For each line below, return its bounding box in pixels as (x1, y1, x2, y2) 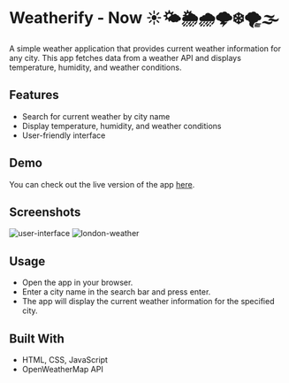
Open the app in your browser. (21, 277, 133, 288)
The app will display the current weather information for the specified (21, 296, 275, 307)
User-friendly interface (21, 130, 106, 141)
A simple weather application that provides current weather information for (9, 42, 281, 54)
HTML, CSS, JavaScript (21, 355, 109, 364)
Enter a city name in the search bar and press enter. (21, 287, 211, 297)
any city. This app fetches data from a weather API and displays (9, 52, 241, 63)
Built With (9, 331, 65, 346)
